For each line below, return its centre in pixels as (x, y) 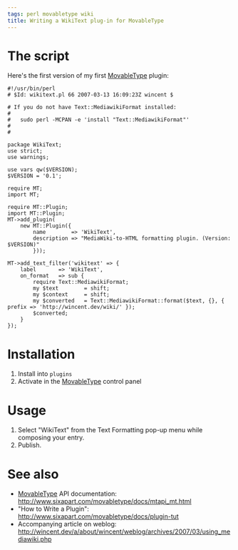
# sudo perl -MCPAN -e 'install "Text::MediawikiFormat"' (99, 120)
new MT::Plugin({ (46, 226)
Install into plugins (45, 374)
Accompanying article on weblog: (67, 524)
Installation (41, 354)
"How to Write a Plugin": (53, 509)
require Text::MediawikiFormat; (81, 282)
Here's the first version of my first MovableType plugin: (88, 76)
